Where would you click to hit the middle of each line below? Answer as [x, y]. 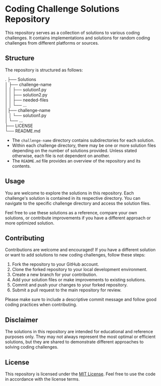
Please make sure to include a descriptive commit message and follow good [81, 300]
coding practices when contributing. [41, 305]
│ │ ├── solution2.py [26, 95]
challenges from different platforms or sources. [52, 43]
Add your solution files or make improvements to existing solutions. [79, 280]
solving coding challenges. [32, 347]
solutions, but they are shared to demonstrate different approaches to [74, 342]
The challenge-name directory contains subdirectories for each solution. [83, 140]
